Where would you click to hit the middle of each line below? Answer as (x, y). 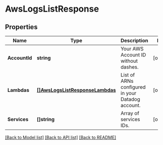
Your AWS (132, 49)
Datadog (130, 99)
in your (129, 93)
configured (133, 87)
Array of (130, 113)
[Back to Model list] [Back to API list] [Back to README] (61, 137)
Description (134, 41)
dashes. (130, 67)
